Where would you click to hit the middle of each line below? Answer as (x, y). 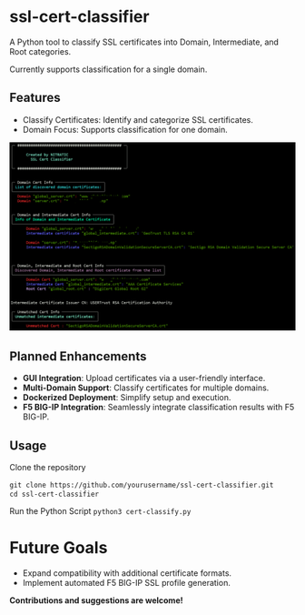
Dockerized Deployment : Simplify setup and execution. (127, 398)
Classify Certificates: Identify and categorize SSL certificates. (138, 119)
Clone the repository (48, 468)
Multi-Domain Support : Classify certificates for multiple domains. (146, 388)
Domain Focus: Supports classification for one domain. (125, 129)
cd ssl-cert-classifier (54, 494)
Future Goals (59, 548)
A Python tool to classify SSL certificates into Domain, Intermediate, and (144, 42)
